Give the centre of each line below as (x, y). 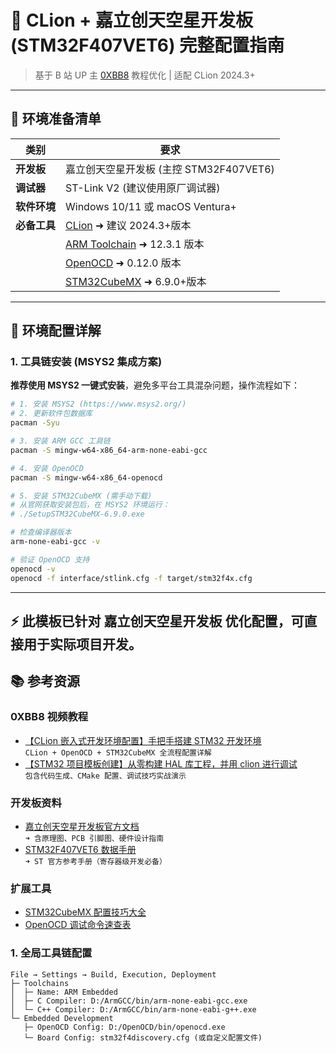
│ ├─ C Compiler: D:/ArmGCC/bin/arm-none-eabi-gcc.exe (129, 1001)
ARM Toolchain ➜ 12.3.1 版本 (135, 244)
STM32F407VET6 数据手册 (80, 849)
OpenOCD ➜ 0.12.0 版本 (123, 263)
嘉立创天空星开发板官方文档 (82, 826)
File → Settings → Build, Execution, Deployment (113, 974)
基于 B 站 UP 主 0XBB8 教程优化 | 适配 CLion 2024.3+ (145, 75)
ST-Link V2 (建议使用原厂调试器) (143, 188)
